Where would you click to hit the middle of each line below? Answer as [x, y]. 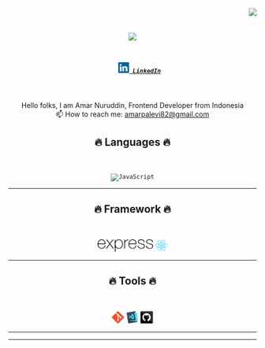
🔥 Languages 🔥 [132, 142]
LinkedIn [147, 71]
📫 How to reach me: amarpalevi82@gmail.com [132, 114]
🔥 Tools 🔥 [132, 281]
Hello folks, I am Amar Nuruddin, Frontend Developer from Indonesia [132, 106]
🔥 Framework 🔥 [132, 209]
